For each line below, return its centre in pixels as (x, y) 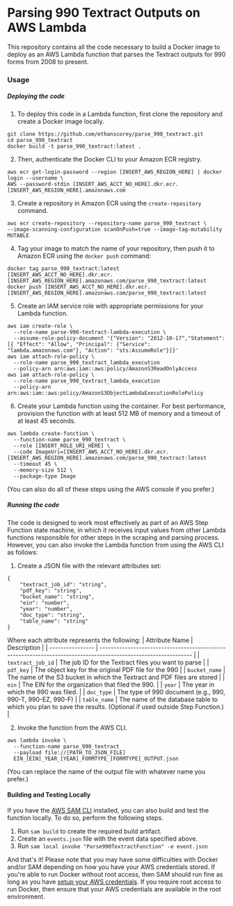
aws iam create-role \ (40, 326)
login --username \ (35, 178)
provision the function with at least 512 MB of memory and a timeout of (119, 413)
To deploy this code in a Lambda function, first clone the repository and (120, 114)
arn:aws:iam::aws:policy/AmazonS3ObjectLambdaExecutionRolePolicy (105, 393)
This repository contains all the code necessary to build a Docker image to (114, 47)
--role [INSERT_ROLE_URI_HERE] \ (62, 446)
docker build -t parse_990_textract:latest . (74, 146)
